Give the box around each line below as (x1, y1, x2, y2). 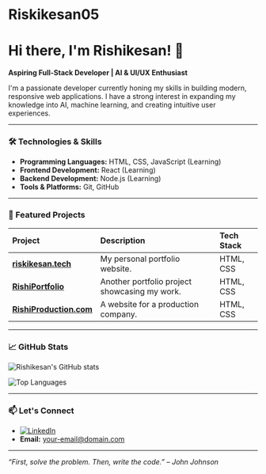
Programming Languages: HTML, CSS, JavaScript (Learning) (19, 157, 222, 167)
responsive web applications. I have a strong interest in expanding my (8, 92, 236, 101)
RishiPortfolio (12, 281, 65, 292)
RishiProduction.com (12, 303, 93, 314)
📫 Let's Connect (8, 405, 74, 416)
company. (100, 309, 138, 320)
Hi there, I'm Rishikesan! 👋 (8, 42, 184, 60)
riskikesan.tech (12, 258, 72, 269)
